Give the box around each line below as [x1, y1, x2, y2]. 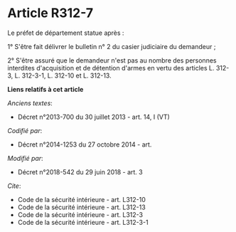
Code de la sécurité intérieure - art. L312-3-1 [17, 218, 149, 226]
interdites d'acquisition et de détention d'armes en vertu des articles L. [7, 63, 215, 72]
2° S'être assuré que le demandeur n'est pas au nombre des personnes [7, 56, 217, 65]
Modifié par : [7, 154, 44, 162]
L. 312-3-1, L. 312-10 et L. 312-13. [14, 71, 112, 80]
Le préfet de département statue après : [7, 28, 124, 37]
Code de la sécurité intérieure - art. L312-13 [17, 203, 146, 211]
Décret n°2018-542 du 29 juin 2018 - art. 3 [17, 167, 144, 176]
